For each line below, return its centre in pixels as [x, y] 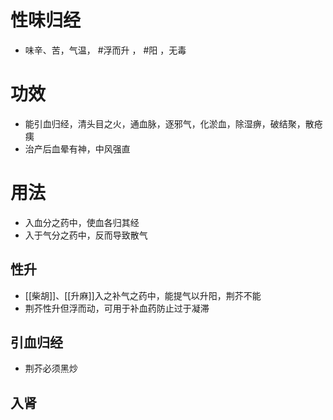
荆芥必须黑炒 [51, 368]
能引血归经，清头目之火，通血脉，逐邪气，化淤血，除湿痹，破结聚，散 [169, 123]
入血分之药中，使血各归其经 [82, 222]
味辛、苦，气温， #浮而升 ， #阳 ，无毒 [105, 50]
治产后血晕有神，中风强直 [77, 148]
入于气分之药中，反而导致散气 [86, 235]
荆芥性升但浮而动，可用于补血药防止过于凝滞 [117, 308]
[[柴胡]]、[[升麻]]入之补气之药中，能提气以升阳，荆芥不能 [143, 295]
